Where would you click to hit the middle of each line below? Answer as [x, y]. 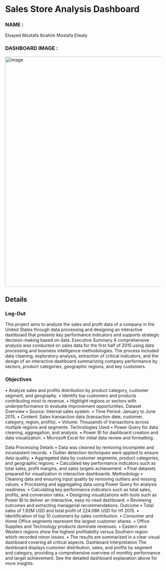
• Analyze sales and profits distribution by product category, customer [77, 390]
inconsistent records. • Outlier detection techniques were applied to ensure [82, 452]
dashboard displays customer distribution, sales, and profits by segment [79, 547]
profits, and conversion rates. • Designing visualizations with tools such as [81, 495]
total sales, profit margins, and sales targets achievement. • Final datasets [81, 468]
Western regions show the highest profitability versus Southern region [77, 531]
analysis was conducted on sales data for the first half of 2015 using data [80, 345]
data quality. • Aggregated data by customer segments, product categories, [82, 458]
